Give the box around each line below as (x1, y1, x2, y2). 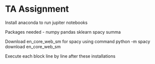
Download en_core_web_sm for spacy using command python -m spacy (5, 38, 151, 44)
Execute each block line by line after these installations (5, 53, 116, 59)
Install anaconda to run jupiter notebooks (5, 20, 88, 25)
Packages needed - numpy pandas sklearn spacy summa (5, 29, 121, 35)
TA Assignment (5, 3, 69, 15)
